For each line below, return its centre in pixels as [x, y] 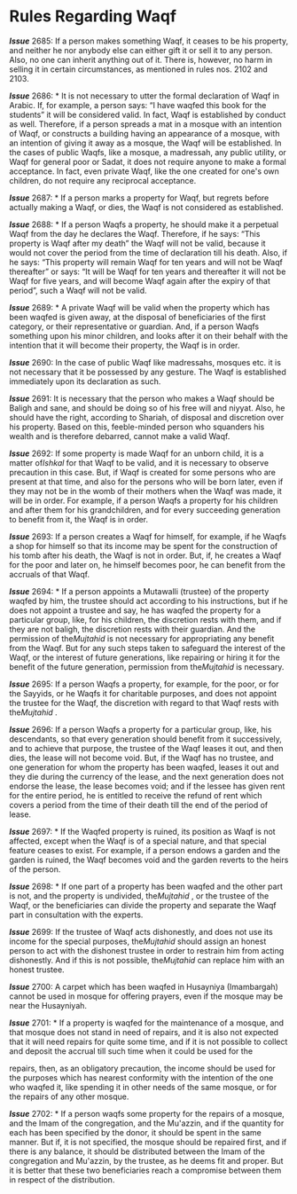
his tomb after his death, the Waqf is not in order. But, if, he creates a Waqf [145, 555]
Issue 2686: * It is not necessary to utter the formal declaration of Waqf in [144, 96]
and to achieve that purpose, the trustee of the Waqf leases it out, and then [146, 748]
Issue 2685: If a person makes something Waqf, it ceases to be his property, [149, 41]
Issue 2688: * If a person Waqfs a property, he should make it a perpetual [144, 224]
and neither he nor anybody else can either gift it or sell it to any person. [141, 50]
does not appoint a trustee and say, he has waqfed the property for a [135, 610]
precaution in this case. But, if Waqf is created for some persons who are [143, 472]
